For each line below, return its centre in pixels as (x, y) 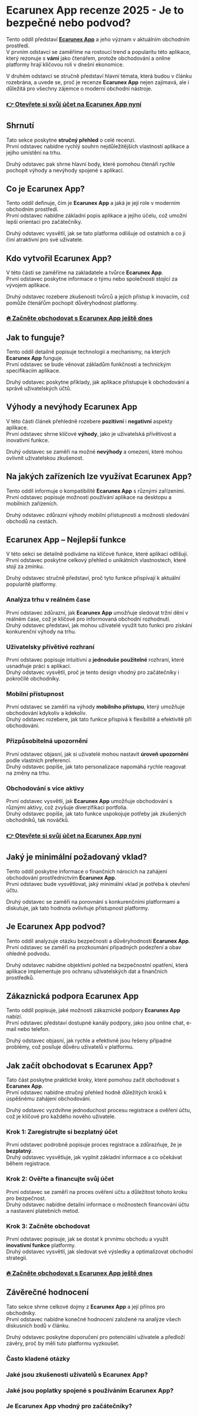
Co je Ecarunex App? (45, 189)
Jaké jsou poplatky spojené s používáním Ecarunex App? (90, 1391)
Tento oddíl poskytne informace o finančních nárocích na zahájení (87, 871)
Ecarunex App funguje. (35, 358)
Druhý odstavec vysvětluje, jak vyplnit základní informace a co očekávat (94, 1157)
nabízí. (14, 1017)
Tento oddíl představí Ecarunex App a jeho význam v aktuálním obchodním (98, 39)
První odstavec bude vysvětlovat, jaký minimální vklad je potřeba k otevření (98, 884)
